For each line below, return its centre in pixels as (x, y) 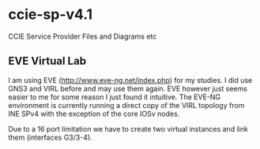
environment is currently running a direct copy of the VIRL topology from (126, 105)
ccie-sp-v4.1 (51, 15)
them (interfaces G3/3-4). (50, 137)
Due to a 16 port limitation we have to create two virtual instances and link (128, 129)
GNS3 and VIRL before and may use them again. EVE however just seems (128, 88)
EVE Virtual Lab (47, 61)
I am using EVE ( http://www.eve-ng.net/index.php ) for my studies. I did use (130, 80)
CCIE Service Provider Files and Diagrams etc (83, 36)
